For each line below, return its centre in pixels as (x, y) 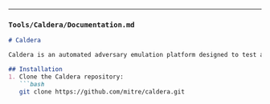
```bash (32, 84)
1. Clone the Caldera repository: (66, 77)
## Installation (35, 70)
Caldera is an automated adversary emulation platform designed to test (133, 55)
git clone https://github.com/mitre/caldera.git (102, 92)
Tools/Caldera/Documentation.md (72, 24)
